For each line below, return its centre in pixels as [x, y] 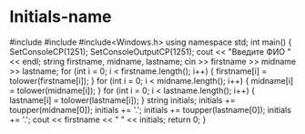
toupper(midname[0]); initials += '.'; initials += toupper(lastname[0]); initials [150, 109]
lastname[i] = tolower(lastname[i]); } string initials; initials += [122, 100]
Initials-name [61, 17]
